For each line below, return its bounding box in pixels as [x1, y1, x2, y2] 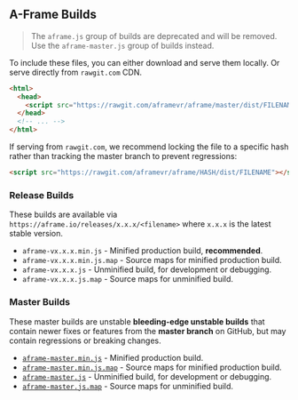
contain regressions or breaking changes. [9, 335, 161, 346]
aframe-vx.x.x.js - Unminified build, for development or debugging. [21, 264, 272, 275]
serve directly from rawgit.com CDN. [9, 67, 143, 77]
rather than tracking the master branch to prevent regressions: [9, 151, 238, 162]
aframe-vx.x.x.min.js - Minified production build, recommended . [21, 245, 263, 256]
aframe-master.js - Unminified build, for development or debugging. [21, 371, 272, 381]
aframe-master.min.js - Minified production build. [21, 352, 204, 363]
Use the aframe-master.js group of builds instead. [30, 40, 215, 51]
